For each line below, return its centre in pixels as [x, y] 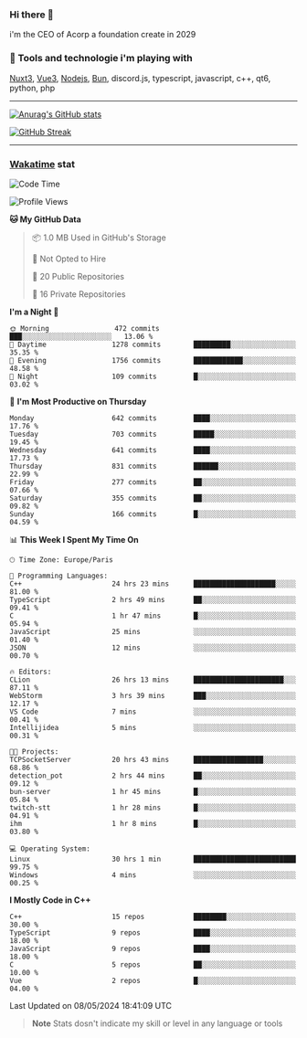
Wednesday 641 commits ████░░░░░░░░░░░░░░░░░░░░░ [153, 450]
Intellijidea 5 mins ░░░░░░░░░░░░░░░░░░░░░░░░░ [153, 727]
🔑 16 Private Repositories [79, 294]
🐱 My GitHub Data [46, 219]
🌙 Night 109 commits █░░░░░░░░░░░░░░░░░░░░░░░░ [153, 376]
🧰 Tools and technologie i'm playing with [101, 58]
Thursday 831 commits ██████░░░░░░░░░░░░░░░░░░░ [153, 466]
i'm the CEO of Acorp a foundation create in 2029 [103, 35]
